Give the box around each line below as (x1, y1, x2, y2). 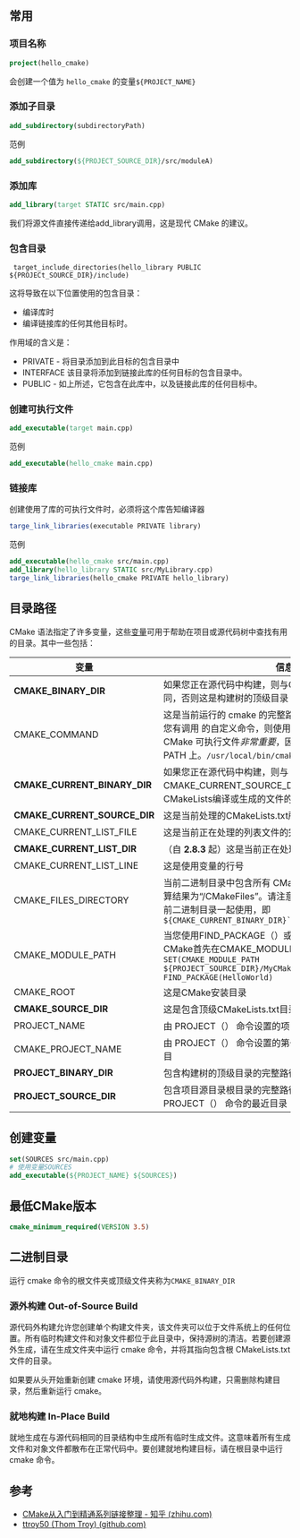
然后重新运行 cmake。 (24, 1385, 107, 1396)
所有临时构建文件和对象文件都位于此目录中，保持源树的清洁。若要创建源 (24, 1333, 291, 1344)
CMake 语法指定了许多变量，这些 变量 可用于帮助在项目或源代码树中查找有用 (9, 626, 288, 637)
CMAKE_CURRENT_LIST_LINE (13, 859, 139, 872)
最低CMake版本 (9, 1199, 96, 1214)
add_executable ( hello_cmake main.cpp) (9, 460, 154, 468)
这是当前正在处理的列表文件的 (163, 826, 289, 838)
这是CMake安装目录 (163, 986, 247, 999)
